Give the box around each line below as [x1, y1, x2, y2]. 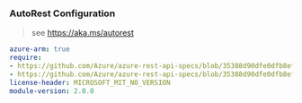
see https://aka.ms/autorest [31, 28, 135, 39]
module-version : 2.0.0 [9, 86, 94, 96]
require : [9, 53, 42, 63]
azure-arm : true [9, 45, 70, 54]
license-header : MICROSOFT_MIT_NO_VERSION [9, 78, 171, 87]
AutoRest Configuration [9, 7, 116, 20]
